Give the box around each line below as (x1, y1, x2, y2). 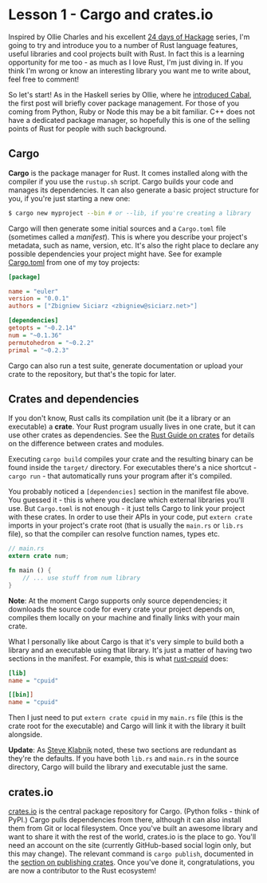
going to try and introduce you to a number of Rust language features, (8, 40, 238, 49)
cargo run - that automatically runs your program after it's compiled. (8, 471, 233, 481)
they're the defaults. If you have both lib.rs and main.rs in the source (8, 754, 239, 763)
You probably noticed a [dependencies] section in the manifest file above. (8, 487, 249, 497)
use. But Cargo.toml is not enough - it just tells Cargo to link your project (8, 504, 245, 513)
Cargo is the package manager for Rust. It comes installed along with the (8, 168, 249, 177)
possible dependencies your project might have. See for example (8, 249, 222, 259)
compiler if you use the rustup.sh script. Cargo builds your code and (8, 176, 234, 186)
